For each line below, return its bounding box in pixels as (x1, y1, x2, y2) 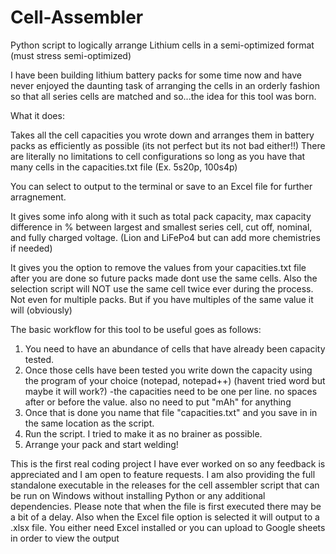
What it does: (10, 109, 65, 121)
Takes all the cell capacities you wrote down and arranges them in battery (10, 129, 315, 141)
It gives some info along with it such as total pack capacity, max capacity (10, 210, 312, 222)
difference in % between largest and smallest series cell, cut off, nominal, (10, 221, 313, 233)
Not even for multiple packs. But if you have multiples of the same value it (10, 293, 314, 305)
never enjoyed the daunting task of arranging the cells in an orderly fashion (10, 79, 320, 91)
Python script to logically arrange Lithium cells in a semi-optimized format (10, 39, 315, 51)
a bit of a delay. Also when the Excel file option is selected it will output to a (10, 511, 320, 523)
